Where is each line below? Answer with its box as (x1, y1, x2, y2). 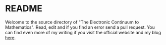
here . (5, 35, 16, 41)
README (5, 3, 43, 14)
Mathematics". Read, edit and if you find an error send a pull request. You (5, 24, 155, 30)
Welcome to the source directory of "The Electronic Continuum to (5, 19, 139, 25)
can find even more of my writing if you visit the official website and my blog (5, 29, 161, 35)
